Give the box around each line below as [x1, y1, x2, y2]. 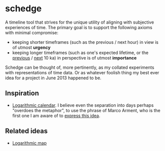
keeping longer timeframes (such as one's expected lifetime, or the [12, 50, 149, 56]
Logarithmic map [12, 140, 47, 146]
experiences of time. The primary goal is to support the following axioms [5, 24, 153, 30]
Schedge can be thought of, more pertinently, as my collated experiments [5, 64, 154, 70]
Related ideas [5, 127, 48, 135]
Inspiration [5, 89, 39, 97]
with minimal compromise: [5, 30, 59, 35]
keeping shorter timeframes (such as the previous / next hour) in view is [12, 39, 159, 45]
